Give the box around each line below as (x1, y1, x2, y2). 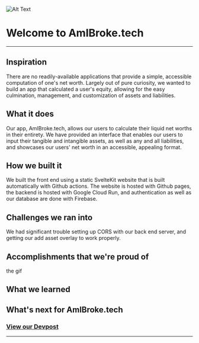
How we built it (6, 161, 62, 171)
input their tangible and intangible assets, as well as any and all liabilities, (6, 137, 184, 145)
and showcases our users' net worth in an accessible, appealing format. (6, 143, 182, 150)
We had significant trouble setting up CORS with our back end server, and (6, 228, 187, 235)
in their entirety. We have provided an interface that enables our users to (6, 131, 183, 138)
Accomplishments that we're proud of (6, 252, 149, 262)
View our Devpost (6, 322, 59, 331)
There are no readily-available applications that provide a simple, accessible (6, 73, 192, 80)
